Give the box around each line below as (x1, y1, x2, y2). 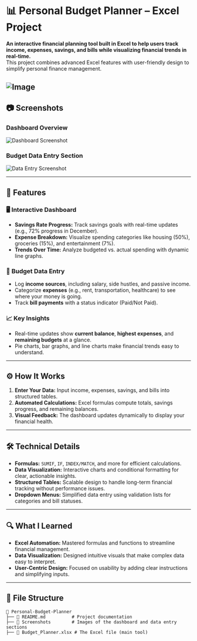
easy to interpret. (14, 558, 57, 565)
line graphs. (14, 253, 43, 259)
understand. (14, 348, 45, 356)
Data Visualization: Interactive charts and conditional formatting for (14, 466, 179, 473)
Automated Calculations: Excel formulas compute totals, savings (14, 399, 173, 406)
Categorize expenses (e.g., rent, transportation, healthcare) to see (14, 287, 176, 294)
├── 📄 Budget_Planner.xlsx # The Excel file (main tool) (6, 629, 148, 635)
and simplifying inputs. (14, 571, 70, 578)
